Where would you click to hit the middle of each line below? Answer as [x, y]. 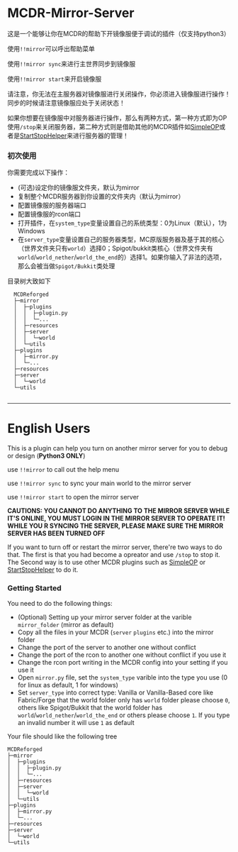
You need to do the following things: [60, 604]
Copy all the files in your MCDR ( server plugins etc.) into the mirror [115, 632]
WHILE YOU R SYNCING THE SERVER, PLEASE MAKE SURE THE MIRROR [115, 526]
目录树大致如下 [29, 281]
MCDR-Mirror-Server [71, 13]
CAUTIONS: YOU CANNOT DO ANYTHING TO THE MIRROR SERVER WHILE [119, 511]
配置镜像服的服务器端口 [52, 205]
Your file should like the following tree [62, 736]
